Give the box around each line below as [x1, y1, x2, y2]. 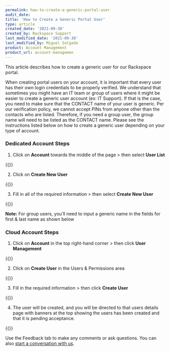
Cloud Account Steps [5, 229, 59, 236]
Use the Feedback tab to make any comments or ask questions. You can [5, 335, 157, 341]
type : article [5, 21, 36, 27]
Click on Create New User [12, 171, 68, 178]
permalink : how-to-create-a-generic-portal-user [5, 7, 110, 13]
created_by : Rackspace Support [5, 31, 72, 36]
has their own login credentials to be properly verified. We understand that [5, 84, 161, 90]
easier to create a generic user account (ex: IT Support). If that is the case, [5, 95, 161, 101]
